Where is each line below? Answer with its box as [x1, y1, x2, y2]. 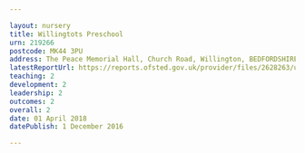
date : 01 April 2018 [9, 114, 88, 123]
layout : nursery [9, 21, 71, 30]
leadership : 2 [9, 88, 64, 98]
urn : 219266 [9, 38, 54, 47]
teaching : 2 [9, 72, 54, 81]
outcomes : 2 [9, 97, 54, 106]
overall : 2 [9, 105, 51, 114]
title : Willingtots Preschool [9, 29, 124, 39]
